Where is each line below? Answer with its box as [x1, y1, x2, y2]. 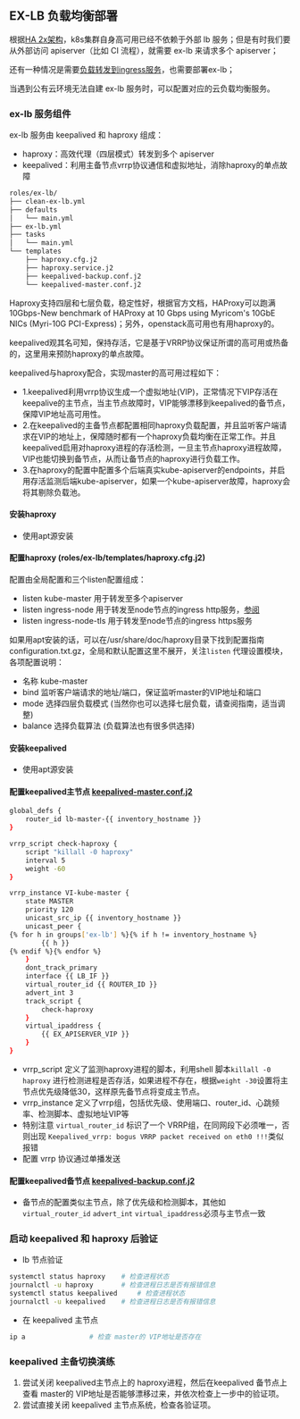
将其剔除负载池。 [21, 486, 86, 498]
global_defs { [9, 807, 62, 816]
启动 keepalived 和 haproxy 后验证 [9, 1232, 158, 1245]
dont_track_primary [25, 963, 98, 972]
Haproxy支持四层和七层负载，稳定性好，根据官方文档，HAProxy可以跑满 [9, 298, 277, 308]
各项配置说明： [9, 657, 64, 668]
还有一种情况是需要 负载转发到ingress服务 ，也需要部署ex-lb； [9, 63, 235, 74]
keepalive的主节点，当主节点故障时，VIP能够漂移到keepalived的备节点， [21, 397, 290, 408]
